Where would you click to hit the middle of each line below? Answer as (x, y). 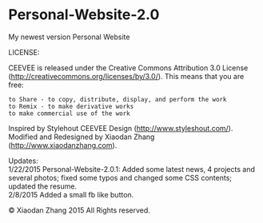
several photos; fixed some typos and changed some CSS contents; (120, 177)
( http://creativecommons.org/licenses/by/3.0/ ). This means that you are (126, 76)
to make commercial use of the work (69, 113)
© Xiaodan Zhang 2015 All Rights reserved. (79, 210)
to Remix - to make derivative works (71, 106)
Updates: (23, 161)
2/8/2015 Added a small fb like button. (71, 194)
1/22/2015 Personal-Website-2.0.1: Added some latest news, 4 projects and (132, 169)
